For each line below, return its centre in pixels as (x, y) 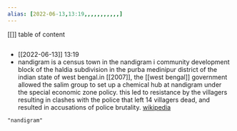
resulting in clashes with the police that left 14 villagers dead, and (114, 100)
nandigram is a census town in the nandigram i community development (123, 62)
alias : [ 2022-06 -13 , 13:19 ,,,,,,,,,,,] (65, 14)
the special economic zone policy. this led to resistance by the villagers (122, 92)
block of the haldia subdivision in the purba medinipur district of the (117, 69)
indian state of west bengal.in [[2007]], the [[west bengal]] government (122, 77)
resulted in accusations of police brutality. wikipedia (94, 107)
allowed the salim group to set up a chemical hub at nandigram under (120, 84)
